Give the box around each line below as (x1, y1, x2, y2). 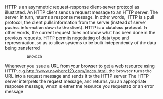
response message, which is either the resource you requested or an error (5, 84, 154, 89)
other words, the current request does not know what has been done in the (5, 30, 156, 35)
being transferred (5, 45, 40, 51)
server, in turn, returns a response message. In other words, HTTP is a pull (5, 14, 155, 20)
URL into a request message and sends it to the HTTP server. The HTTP (5, 73, 149, 79)
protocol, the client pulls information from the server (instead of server (5, 19, 146, 25)
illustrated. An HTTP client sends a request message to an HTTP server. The (5, 9, 158, 15)
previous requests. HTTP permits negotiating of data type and (5, 35, 129, 41)
